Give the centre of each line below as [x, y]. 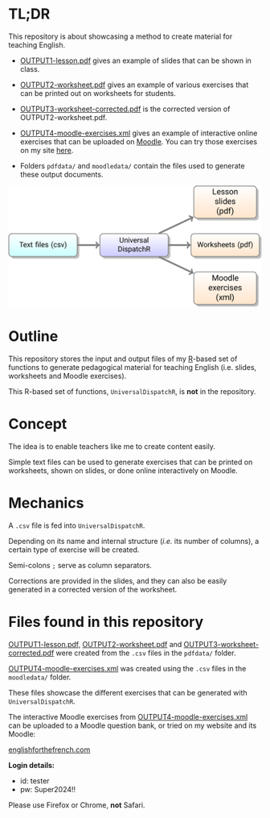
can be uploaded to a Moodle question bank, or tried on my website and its [133, 725]
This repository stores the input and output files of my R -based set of [123, 359]
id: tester [35, 781]
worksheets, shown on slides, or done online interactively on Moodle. [123, 471]
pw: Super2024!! [48, 789]
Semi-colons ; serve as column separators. [80, 565]
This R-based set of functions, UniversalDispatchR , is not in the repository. [132, 392]
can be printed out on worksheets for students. [98, 93]
